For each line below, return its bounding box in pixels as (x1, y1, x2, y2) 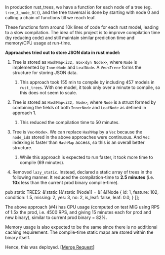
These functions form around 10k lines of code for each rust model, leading (5, 24, 159, 30)
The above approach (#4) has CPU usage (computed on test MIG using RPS (5, 204, 160, 210)
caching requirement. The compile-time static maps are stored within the (5, 229, 154, 235)
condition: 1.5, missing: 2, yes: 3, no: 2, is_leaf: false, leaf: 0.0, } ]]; (5, 195, 140, 200)
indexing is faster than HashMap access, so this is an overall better (12, 139, 145, 145)
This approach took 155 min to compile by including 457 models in (19, 79, 155, 85)
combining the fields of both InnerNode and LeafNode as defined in (12, 105, 147, 110)
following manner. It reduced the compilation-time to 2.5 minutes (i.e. (12, 174, 155, 180)
